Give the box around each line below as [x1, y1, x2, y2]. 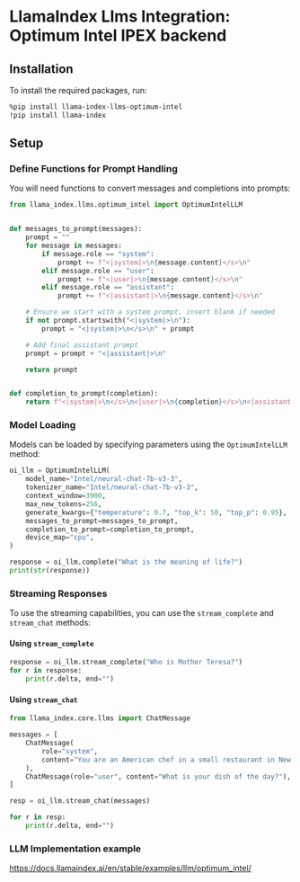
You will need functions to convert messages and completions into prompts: [9, 183, 291, 194]
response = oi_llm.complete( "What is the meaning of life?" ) [9, 557, 243, 567]
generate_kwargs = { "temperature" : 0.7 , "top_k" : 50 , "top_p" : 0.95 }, [25, 508, 287, 517]
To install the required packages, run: [9, 85, 147, 95]
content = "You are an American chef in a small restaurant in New [41, 755, 292, 764]
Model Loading [9, 419, 76, 432]
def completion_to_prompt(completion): [9, 389, 159, 398]
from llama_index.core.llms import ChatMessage [9, 714, 191, 723]
